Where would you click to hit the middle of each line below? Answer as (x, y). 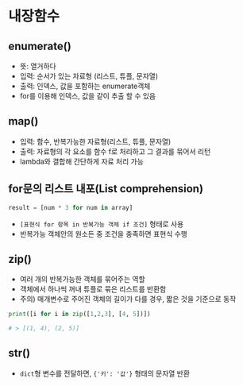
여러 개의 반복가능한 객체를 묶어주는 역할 (82, 280)
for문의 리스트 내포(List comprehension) (106, 189)
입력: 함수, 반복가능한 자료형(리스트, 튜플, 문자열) (95, 141)
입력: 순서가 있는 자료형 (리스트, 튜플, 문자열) (89, 76)
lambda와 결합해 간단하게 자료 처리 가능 (82, 161)
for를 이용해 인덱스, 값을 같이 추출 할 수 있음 (88, 96)
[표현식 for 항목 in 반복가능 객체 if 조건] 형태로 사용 (102, 224)
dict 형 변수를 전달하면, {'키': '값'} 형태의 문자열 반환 (105, 373)
